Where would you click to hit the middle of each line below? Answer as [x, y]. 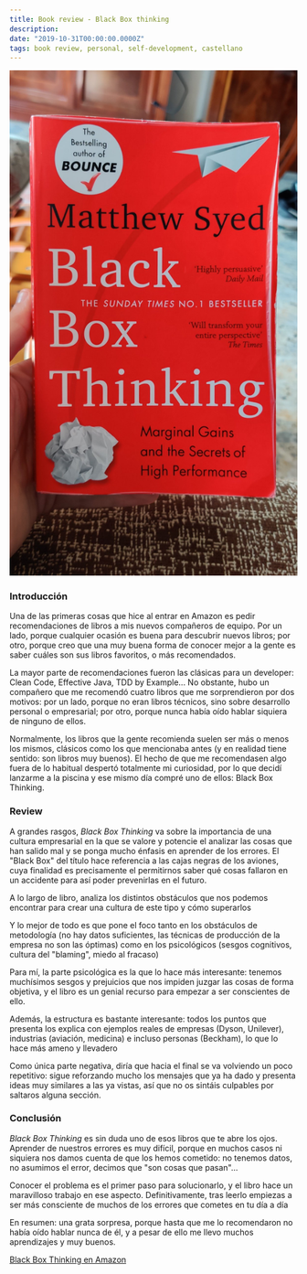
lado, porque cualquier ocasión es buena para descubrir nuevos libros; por [150, 636]
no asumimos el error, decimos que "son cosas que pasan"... [124, 1167]
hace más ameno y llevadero [64, 1048]
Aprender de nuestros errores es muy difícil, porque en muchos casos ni [146, 1148]
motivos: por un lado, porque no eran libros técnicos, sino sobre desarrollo [150, 702]
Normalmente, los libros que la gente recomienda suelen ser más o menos [149, 739]
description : [34, 29]
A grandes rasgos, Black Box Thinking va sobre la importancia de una [141, 831]
